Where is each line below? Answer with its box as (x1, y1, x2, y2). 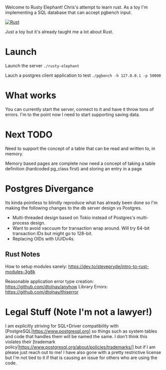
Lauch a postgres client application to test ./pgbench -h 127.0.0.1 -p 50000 (5, 72, 162, 78)
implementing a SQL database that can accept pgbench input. (5, 9, 132, 15)
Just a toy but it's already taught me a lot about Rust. (5, 29, 113, 34)
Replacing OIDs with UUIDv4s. (12, 236, 75, 242)
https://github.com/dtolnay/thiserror (5, 289, 79, 295)
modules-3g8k (5, 268, 36, 274)
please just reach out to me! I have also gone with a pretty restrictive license (5, 349, 162, 355)
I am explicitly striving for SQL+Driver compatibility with (5, 323, 119, 329)
